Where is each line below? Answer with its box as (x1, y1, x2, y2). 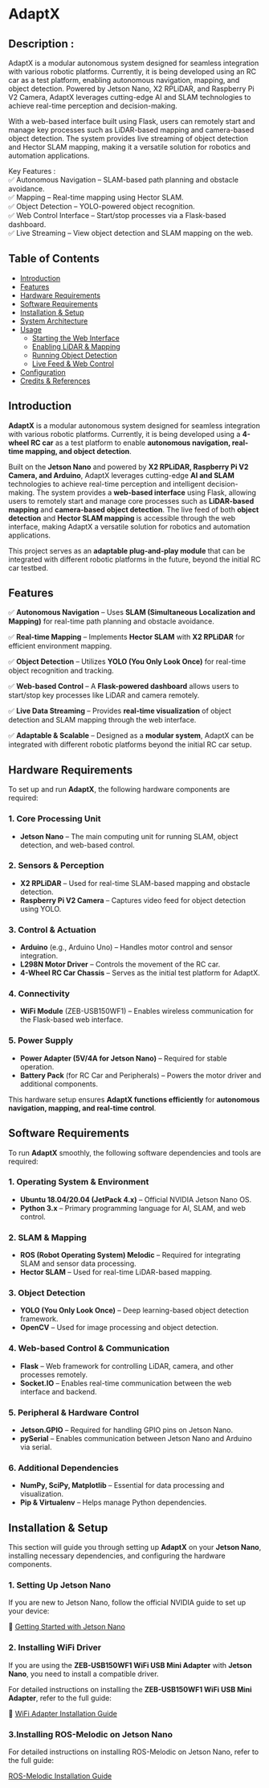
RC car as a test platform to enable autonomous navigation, (31, 438, 231, 447)
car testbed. (8, 562, 49, 572)
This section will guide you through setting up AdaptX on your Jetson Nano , (8, 1543, 262, 1552)
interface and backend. (19, 1386, 98, 1396)
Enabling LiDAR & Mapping (31, 341, 120, 351)
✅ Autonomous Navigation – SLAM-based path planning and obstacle (8, 175, 239, 184)
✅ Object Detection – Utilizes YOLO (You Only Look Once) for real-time (8, 657, 247, 666)
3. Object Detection (8, 1287, 86, 1299)
